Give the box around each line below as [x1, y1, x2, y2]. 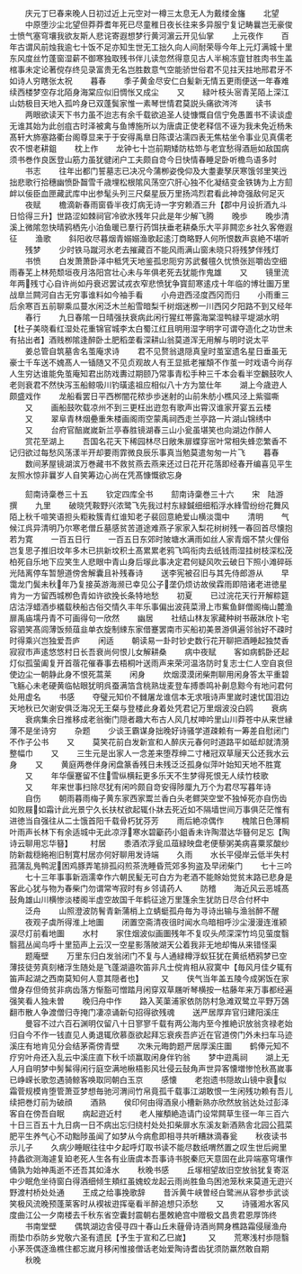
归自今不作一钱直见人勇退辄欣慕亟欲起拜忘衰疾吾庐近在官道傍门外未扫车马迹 [9, 1030, 293, 1040]
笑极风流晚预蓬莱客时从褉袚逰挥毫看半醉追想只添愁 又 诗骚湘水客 [9, 1198, 281, 1209]
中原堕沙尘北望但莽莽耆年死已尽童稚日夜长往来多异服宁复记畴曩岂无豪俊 [24, 19, 293, 30]
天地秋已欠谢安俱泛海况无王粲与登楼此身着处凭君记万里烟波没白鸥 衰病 [9, 703, 288, 714]
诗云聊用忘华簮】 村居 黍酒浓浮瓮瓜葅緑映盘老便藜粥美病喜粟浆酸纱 [9, 838, 289, 849]
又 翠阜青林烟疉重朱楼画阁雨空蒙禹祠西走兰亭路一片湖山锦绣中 [24, 414, 271, 423]
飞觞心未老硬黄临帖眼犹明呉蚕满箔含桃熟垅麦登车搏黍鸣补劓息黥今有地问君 [9, 680, 285, 691]
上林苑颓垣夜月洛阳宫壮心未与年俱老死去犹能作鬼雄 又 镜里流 [32, 267, 289, 278]
